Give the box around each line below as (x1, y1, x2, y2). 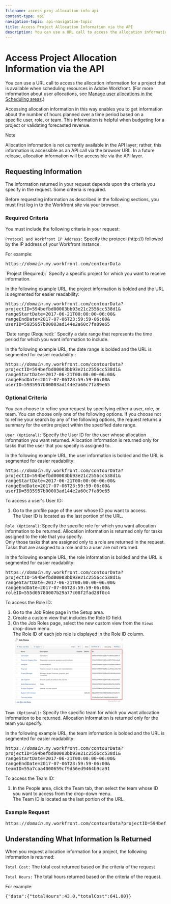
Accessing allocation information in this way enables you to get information (5, 106, 163, 112)
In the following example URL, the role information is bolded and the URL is (5, 554, 162, 560)
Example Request (5, 809, 49, 816)
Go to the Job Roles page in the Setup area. (12, 609, 104, 615)
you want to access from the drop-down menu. (12, 790, 112, 797)
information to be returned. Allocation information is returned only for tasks (5, 528, 163, 534)
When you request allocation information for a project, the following (5, 848, 147, 855)
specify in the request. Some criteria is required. (5, 186, 106, 192)
